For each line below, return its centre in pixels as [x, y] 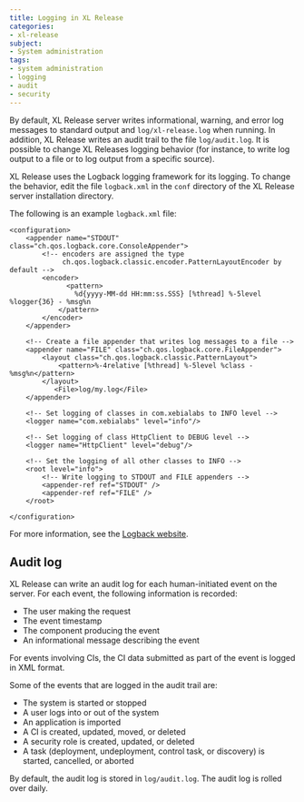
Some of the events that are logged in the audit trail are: [113, 685]
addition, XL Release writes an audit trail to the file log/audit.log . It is [139, 139]
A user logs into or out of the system [91, 713]
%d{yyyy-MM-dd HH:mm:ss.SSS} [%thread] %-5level [167, 294]
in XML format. [37, 668]
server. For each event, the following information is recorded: [123, 594]
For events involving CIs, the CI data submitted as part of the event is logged [152, 658]
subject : [26, 43]
